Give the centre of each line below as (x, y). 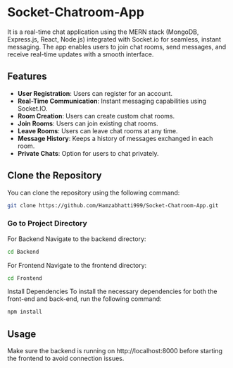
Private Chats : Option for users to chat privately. (88, 153)
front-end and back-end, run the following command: (84, 299)
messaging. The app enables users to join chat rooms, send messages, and (117, 47)
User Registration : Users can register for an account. (95, 93)
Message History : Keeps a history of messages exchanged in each (115, 138)
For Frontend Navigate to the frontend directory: (77, 265)
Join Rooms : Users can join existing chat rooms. (88, 123)
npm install (25, 312)
